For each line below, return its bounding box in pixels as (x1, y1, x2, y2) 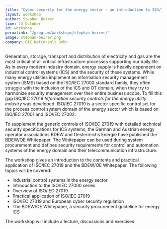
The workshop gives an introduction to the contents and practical (5, 157, 139, 163)
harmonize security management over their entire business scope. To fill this (5, 90, 162, 96)
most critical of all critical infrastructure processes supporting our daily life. (5, 58, 159, 65)
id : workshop (5, 26, 32, 31)
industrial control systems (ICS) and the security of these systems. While (5, 69, 155, 75)
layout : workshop (5, 12, 41, 17)
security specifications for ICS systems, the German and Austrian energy (5, 126, 155, 132)
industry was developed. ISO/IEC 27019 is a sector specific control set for (5, 100, 156, 107)
